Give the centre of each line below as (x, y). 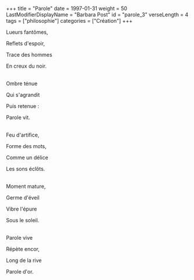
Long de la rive (24, 260)
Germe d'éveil (23, 197)
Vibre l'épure (22, 209)
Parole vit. (18, 117)
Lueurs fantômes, (27, 32)
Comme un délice (27, 157)
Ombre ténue (22, 83)
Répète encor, (23, 249)
